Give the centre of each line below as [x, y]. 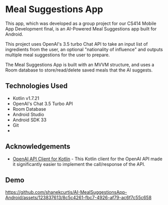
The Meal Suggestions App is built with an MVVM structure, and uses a [80, 64]
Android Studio [28, 114]
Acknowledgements [38, 146]
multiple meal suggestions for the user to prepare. [58, 55]
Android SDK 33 [29, 120]
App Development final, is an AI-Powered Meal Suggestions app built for [81, 28]
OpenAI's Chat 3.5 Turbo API [43, 104]
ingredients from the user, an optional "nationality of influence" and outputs [84, 49]
